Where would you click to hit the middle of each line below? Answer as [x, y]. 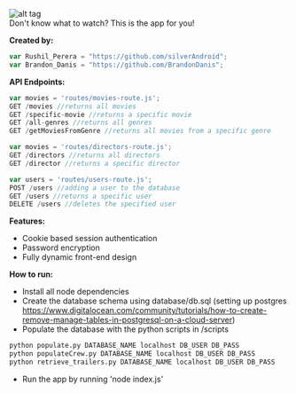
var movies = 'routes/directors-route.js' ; [91, 147]
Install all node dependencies [76, 292]
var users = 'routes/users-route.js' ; [81, 179]
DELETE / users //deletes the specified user [93, 204]
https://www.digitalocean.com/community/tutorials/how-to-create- [144, 310]
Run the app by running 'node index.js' [93, 379]
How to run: [31, 274]
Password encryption [61, 248]
